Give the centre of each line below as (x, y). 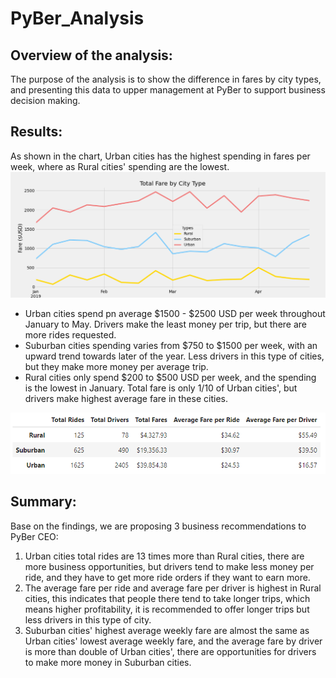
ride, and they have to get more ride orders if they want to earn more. (167, 577)
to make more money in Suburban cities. (108, 662)
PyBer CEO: (34, 536)
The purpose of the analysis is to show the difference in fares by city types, (166, 79)
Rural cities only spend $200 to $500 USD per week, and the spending (170, 378)
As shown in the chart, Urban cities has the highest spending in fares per (160, 156)
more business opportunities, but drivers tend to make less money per (169, 566)
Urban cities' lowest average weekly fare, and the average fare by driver (173, 641)
